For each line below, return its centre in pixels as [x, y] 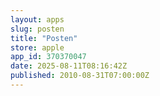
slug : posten [37, 29]
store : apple [37, 47]
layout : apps [37, 19]
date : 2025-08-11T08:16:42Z [69, 66]
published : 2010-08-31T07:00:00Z [80, 76]
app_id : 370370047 [48, 57]
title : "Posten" [44, 38]
